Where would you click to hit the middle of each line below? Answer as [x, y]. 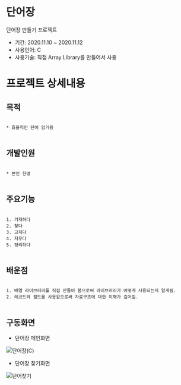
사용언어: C [28, 50]
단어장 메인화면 [32, 338]
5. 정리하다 [18, 245]
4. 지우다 [16, 238]
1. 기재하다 [18, 220]
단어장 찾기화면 [32, 364]
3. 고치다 [16, 232]
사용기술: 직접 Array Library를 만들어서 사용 [66, 57]
